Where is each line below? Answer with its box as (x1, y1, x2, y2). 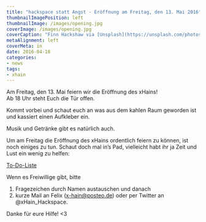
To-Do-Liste (6, 161, 37, 169)
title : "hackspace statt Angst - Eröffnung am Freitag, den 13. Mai (6, 9, 185, 15)
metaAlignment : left (6, 37, 59, 43)
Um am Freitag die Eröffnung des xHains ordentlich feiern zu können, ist (6, 137, 189, 144)
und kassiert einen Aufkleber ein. (6, 113, 90, 120)
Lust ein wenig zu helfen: (6, 150, 70, 157)
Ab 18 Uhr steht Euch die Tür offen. (6, 95, 95, 102)
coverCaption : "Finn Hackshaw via (6, 32, 95, 38)
